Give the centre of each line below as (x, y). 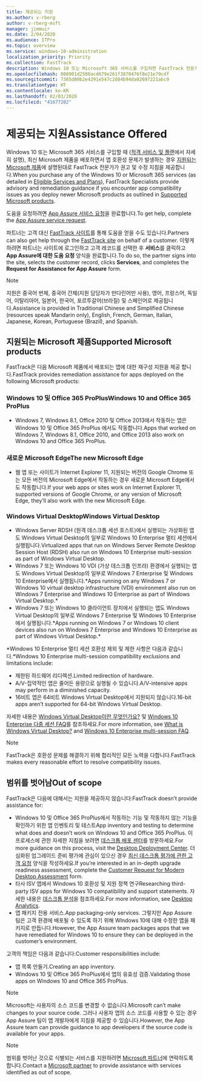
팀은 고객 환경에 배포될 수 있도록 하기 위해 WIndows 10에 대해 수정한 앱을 (102, 920)
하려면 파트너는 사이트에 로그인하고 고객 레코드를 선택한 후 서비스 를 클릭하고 (96, 248)
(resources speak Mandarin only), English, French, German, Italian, (90, 315)
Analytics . (28, 906)
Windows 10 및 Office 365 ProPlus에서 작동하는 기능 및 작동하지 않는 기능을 (106, 818)
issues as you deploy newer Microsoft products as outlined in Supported (97, 194)
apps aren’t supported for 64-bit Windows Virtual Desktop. (88, 704)
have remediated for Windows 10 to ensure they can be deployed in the (104, 935)
